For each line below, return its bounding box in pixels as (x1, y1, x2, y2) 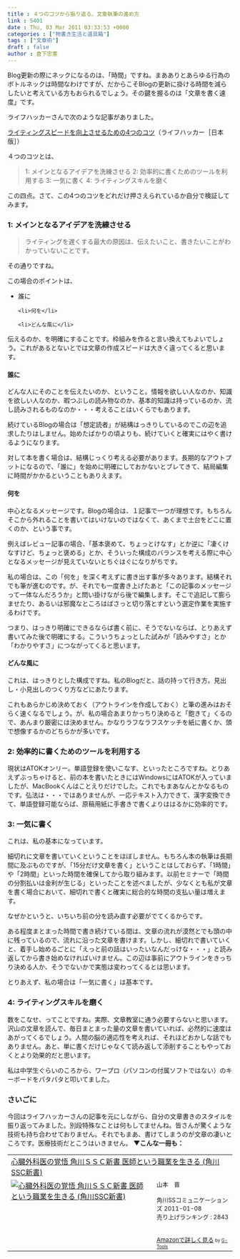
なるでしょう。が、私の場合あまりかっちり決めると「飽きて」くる (31, 708, 226, 718)
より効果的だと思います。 (19, 1050, 95, 1059)
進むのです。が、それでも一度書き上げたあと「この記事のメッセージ (31, 581, 232, 590)
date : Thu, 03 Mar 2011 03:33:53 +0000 (7, 24, 130, 31)
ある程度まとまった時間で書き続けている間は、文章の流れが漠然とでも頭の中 (7, 927, 233, 936)
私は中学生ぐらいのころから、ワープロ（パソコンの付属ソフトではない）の (7, 1065, 226, 1075)
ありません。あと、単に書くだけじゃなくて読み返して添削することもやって (7, 1042, 226, 1050)
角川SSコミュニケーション (156, 1195, 229, 1204)
